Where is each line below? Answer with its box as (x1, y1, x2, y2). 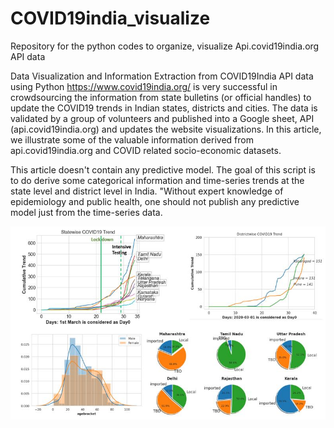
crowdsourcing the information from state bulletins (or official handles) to (10, 91, 312, 103)
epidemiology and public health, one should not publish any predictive (10, 195, 300, 207)
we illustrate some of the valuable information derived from (10, 133, 254, 146)
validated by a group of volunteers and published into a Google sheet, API (10, 112, 315, 124)
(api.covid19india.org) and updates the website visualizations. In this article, (10, 123, 322, 135)
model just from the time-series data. (10, 206, 163, 218)
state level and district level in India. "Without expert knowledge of (10, 185, 284, 197)
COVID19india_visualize (10, 7, 211, 30)
